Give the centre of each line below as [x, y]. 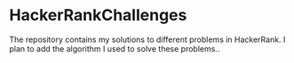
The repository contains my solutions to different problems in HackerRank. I [147, 39]
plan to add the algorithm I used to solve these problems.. [115, 48]
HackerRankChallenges [98, 15]
